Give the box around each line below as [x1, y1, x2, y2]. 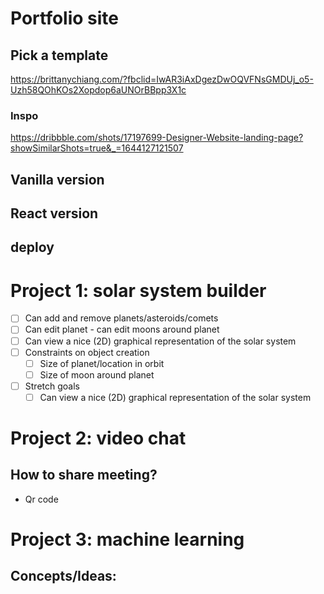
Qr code [24, 493, 59, 505]
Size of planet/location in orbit [39, 357, 165, 369]
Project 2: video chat [10, 427, 187, 450]
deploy [10, 239, 55, 256]
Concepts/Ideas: [10, 568, 117, 585]
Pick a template [10, 47, 109, 64]
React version [10, 205, 99, 222]
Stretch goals [24, 380, 80, 392]
